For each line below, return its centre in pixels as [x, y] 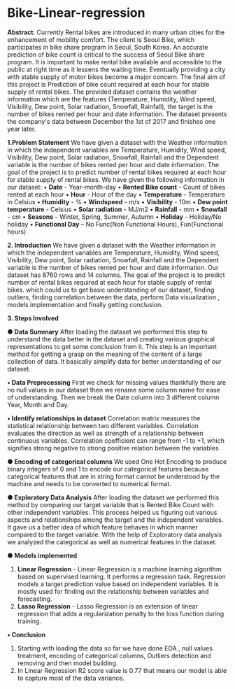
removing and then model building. [67, 663]
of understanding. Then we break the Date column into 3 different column [113, 397]
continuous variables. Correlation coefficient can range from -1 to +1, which [116, 440]
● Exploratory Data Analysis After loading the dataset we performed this [113, 497]
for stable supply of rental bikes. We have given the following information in [116, 179]
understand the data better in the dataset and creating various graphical [111, 339]
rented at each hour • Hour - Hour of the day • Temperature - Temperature [116, 194]
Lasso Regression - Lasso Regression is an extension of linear [107, 606]
